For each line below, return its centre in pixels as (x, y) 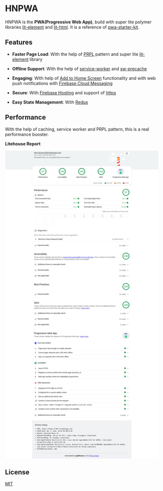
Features (19, 43)
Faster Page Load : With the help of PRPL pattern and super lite (75, 54)
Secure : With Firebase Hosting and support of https (64, 92)
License (17, 472)
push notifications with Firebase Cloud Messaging (62, 83)
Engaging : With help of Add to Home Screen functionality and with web (84, 78)
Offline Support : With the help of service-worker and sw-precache (79, 69)
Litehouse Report (23, 143)
